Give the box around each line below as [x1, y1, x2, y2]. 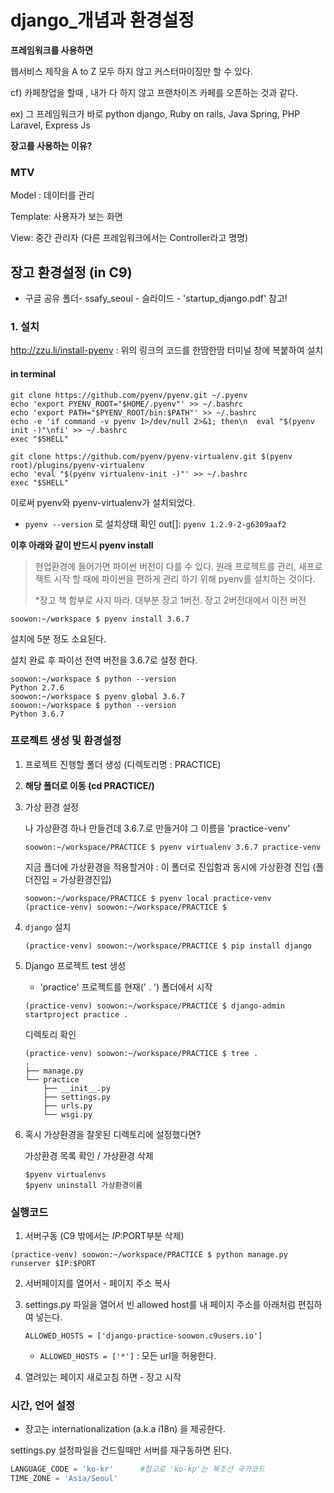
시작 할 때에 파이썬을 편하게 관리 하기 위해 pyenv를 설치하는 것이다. [53, 572, 316, 585]
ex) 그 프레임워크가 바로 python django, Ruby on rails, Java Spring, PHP [10, 107, 301, 120]
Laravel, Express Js [10, 119, 91, 131]
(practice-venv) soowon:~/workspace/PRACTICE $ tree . [24, 1048, 259, 1058]
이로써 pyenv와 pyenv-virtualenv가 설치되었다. [10, 496, 196, 508]
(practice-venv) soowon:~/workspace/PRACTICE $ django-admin [24, 1001, 286, 1011]
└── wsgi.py [43, 1109, 93, 1120]
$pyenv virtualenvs [24, 1169, 107, 1180]
